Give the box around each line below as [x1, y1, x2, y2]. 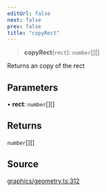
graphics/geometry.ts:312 [7, 177, 81, 185]
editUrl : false [7, 10, 51, 17]
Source [7, 158, 39, 170]
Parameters [7, 81, 59, 93]
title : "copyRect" [7, 29, 60, 37]
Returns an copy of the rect [7, 61, 85, 70]
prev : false [7, 23, 41, 30]
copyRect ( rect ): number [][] [23, 48, 100, 57]
